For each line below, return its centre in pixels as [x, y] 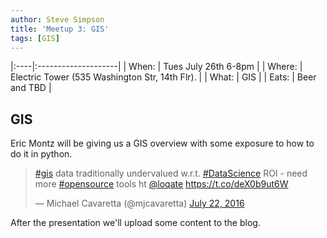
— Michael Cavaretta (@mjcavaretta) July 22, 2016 [139, 203]
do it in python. [41, 154]
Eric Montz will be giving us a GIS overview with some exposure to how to [162, 143]
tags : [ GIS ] [35, 38]
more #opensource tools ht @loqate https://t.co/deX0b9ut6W [161, 184]
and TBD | [31, 88]
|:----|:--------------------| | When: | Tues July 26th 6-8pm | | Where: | [156, 67]
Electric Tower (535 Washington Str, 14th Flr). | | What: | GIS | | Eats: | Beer [163, 77]
